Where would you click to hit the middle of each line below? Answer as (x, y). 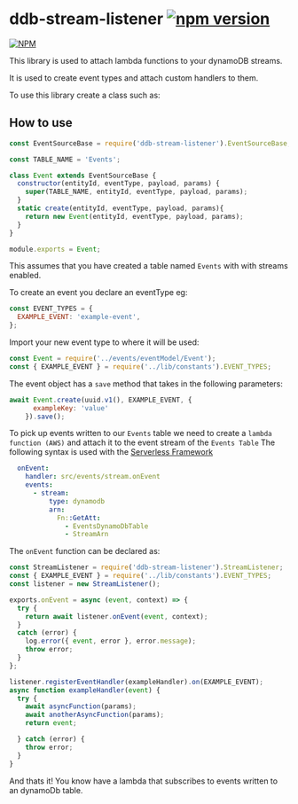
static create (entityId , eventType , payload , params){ (121, 208)
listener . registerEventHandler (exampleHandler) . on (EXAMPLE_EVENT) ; (137, 682)
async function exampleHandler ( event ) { (85, 690)
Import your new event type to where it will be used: (104, 342)
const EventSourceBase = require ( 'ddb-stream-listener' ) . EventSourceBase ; (150, 143)
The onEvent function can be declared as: (85, 551)
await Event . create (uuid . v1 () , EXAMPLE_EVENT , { (101, 400)
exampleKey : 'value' (71, 408)
